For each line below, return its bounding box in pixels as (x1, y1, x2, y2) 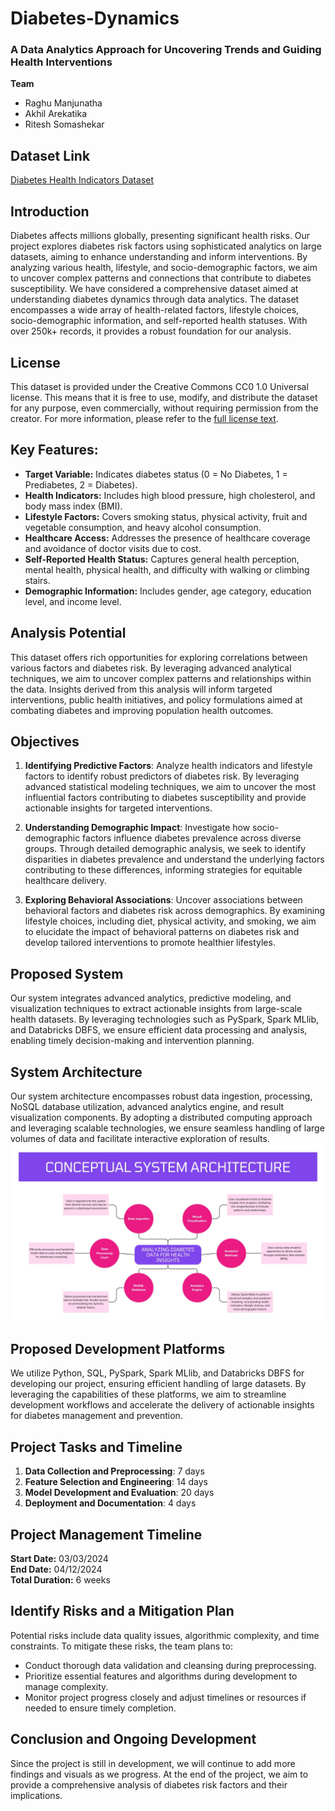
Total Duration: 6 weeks (10, 1573, 111, 1586)
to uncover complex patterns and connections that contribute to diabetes (10, 272, 312, 284)
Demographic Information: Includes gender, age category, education (24, 585, 312, 597)
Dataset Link (10, 147, 91, 164)
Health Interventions (10, 55, 113, 69)
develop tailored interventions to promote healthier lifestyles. (24, 937, 276, 949)
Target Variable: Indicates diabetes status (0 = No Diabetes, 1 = (24, 468, 288, 480)
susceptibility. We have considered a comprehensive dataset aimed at (10, 283, 299, 295)
